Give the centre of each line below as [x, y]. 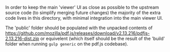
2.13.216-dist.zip [22, 38]
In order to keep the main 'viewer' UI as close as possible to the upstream [82, 7]
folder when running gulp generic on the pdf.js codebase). [67, 44]
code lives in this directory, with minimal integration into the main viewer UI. [84, 18]
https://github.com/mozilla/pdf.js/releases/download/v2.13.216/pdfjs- [77, 33]
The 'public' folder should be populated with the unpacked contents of [79, 28]
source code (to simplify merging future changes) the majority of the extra [83, 13]
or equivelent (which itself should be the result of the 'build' [103, 38]
